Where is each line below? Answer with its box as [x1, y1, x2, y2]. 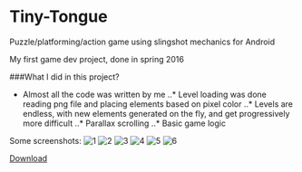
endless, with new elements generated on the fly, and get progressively [22, 108, 290, 119]
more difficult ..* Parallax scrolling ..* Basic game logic [22, 118, 227, 129]
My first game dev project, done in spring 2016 [9, 53, 184, 64]
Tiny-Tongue [9, 6, 108, 27]
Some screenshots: [9, 135, 82, 146]
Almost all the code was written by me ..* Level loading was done [22, 89, 268, 100]
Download [9, 152, 48, 164]
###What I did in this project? [9, 71, 120, 82]
